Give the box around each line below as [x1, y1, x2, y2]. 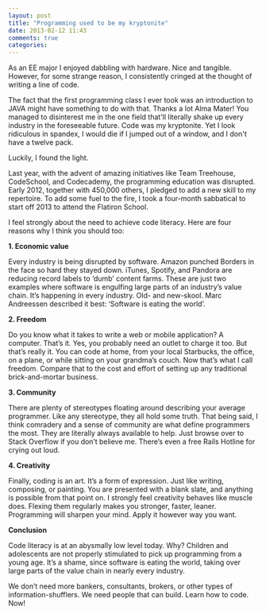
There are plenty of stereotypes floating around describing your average [8, 403, 246, 413]
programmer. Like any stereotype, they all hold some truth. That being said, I [8, 411, 258, 422]
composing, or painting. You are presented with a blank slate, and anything [8, 484, 253, 494]
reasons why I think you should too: [8, 226, 125, 235]
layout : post [8, 11, 52, 20]
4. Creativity [8, 461, 50, 470]
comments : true [8, 33, 59, 42]
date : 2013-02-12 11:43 [8, 26, 87, 34]
